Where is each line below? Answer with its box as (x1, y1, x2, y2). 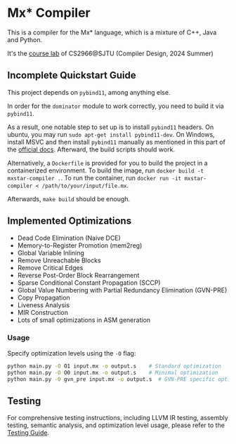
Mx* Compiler (7, 5, 91, 21)
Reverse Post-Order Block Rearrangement (17, 271, 140, 279)
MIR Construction (17, 308, 69, 316)
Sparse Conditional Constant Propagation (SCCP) (17, 278, 161, 287)
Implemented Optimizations (7, 215, 132, 227)
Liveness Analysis (17, 300, 70, 309)
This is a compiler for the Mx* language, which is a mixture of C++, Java (7, 28, 217, 36)
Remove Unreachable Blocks (17, 256, 101, 264)
